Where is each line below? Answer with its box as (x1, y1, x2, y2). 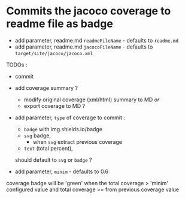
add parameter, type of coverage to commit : (14, 114, 126, 121)
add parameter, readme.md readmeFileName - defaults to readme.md (14, 37, 178, 44)
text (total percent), (23, 144, 73, 152)
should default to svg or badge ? (14, 156, 92, 163)
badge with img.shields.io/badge (23, 125, 103, 132)
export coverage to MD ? (23, 102, 86, 109)
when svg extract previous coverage (32, 138, 123, 145)
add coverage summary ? (14, 84, 78, 91)
